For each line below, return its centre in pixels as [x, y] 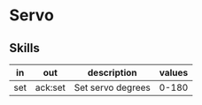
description [112, 73]
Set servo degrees [112, 87]
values [174, 73]
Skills [24, 48]
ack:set [50, 87]
